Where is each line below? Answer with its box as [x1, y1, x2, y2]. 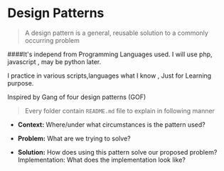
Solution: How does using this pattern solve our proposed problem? [17, 147, 218, 156]
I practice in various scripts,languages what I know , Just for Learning [7, 71, 212, 80]
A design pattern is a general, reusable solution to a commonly [24, 28, 208, 37]
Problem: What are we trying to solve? [17, 134, 131, 142]
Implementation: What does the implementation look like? [17, 155, 186, 164]
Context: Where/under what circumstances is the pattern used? [17, 120, 206, 129]
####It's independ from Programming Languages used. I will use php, [7, 50, 213, 58]
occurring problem [24, 36, 80, 44]
